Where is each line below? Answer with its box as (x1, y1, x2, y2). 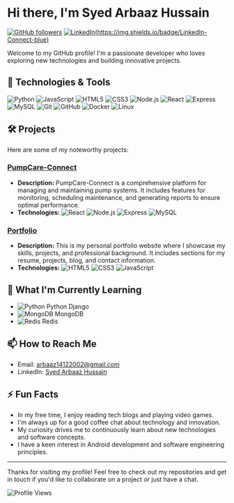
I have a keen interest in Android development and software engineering (17, 440, 225, 449)
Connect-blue (7, 35, 47, 43)
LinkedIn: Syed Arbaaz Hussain (17, 367, 107, 376)
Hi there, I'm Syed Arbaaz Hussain (7, 5, 210, 21)
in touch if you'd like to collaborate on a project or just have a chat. (7, 475, 198, 483)
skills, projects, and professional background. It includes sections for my (17, 249, 226, 257)
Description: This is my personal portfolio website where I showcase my (17, 242, 226, 250)
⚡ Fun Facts (7, 389, 59, 401)
